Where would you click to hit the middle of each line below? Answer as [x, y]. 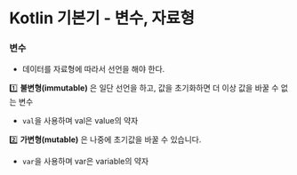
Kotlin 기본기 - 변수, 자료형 [102, 18]
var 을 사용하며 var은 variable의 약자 [85, 162]
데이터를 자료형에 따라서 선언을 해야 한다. [93, 69]
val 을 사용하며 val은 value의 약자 [80, 121]
